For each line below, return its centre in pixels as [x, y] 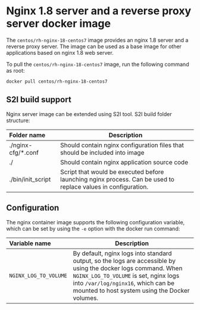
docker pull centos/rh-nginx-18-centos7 [57, 82]
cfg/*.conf [24, 152]
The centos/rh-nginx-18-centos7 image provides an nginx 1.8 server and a [97, 40]
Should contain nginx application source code [124, 162]
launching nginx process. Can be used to [117, 179]
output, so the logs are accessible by [124, 261]
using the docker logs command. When [128, 268]
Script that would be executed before [112, 172]
